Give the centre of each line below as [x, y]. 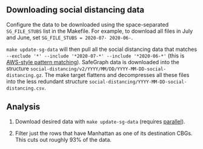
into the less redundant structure [47, 81]
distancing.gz [24, 75]
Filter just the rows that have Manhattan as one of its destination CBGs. [104, 133]
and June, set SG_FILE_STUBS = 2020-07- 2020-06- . [70, 37]
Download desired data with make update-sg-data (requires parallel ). [100, 121]
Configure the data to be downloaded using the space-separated [88, 24]
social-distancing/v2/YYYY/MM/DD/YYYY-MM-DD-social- [98, 69]
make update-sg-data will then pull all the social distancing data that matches [102, 49]
